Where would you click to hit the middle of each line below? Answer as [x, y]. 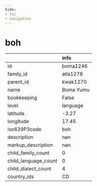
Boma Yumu [76, 90]
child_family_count [28, 153]
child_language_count [32, 161]
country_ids [21, 177]
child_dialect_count [29, 169]
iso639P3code [24, 129]
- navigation [18, 18]
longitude [18, 121]
